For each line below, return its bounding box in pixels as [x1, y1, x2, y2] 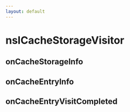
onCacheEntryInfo [5, 76, 74, 86]
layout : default [5, 8, 45, 15]
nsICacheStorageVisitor [5, 33, 125, 47]
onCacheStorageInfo [5, 57, 83, 67]
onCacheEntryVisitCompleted [5, 96, 118, 106]
